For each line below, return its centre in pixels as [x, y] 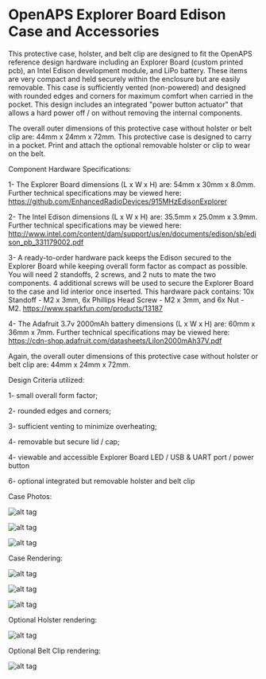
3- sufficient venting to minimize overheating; [83, 426]
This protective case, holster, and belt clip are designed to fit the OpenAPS [130, 53]
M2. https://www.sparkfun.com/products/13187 [86, 308]
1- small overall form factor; [53, 395]
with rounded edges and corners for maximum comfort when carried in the [131, 96]
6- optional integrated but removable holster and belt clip [102, 481]
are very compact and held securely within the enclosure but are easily [124, 79]
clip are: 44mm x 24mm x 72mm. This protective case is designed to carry [130, 136]
